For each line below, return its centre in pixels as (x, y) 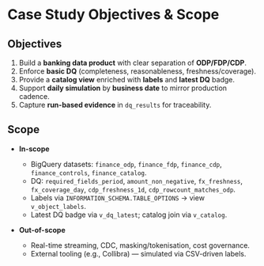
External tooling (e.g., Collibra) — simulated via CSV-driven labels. (138, 253)
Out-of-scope (42, 230)
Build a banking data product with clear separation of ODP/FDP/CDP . (132, 63)
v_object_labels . (58, 206)
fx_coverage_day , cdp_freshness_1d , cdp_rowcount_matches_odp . (133, 189)
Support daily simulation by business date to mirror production (123, 88)
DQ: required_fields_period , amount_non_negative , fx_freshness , (136, 180)
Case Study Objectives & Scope (113, 15)
